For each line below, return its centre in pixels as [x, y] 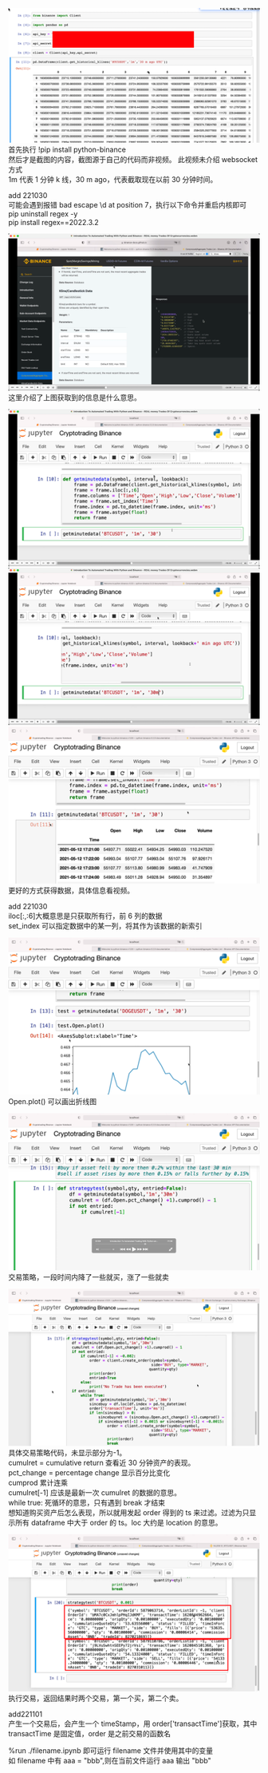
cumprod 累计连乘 [38, 1482]
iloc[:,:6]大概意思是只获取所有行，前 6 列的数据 [85, 916]
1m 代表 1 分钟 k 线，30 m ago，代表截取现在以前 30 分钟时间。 [113, 179]
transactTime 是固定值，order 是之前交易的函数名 [90, 1733]
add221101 [25, 1714]
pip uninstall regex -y [43, 214]
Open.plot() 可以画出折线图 [53, 1101]
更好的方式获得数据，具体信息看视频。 [71, 890]
